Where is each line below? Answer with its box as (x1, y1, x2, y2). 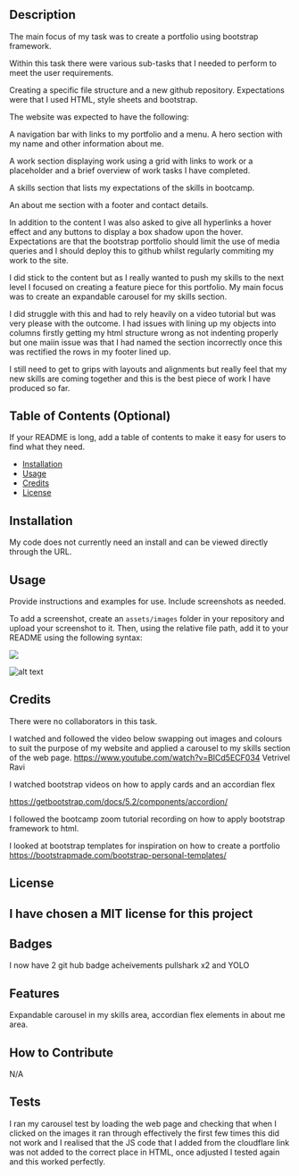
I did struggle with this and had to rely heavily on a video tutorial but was (9, 308, 277, 319)
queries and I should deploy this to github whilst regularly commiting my (9, 245, 274, 256)
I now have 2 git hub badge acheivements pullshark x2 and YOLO (9, 960, 250, 971)
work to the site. (9, 254, 69, 265)
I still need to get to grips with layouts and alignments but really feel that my (9, 363, 287, 374)
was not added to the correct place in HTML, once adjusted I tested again (9, 1147, 280, 1157)
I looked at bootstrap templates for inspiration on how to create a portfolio (9, 840, 281, 851)
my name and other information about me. (9, 138, 164, 149)
